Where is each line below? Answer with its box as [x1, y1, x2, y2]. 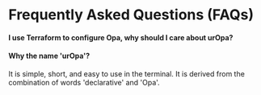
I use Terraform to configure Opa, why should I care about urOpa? [8, 32, 234, 42]
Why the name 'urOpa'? [8, 51, 91, 61]
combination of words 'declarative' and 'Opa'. [8, 77, 160, 87]
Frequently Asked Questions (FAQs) [8, 6, 255, 24]
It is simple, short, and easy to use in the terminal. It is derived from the [8, 68, 245, 78]
